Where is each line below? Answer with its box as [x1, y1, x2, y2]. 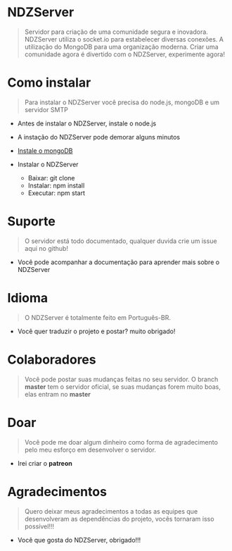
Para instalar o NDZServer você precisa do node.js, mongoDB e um [24, 98, 220, 106]
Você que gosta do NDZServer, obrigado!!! [17, 535, 141, 544]
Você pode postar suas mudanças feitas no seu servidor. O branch [24, 375, 219, 383]
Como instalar [7, 75, 91, 91]
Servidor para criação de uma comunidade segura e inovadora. [24, 27, 209, 36]
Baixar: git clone [27, 173, 75, 182]
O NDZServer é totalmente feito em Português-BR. [24, 313, 171, 321]
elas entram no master [24, 390, 91, 398]
